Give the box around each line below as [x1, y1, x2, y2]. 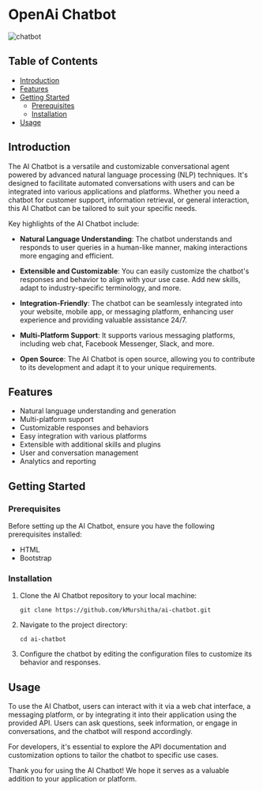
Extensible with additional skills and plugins [19, 440, 161, 450]
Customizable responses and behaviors [19, 423, 149, 432]
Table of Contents [8, 55, 99, 68]
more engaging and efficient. [19, 250, 115, 260]
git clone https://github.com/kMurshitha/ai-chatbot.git [19, 606, 212, 614]
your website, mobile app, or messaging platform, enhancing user [19, 307, 235, 316]
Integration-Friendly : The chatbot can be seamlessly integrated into [19, 298, 243, 307]
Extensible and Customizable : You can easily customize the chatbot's [19, 266, 250, 276]
